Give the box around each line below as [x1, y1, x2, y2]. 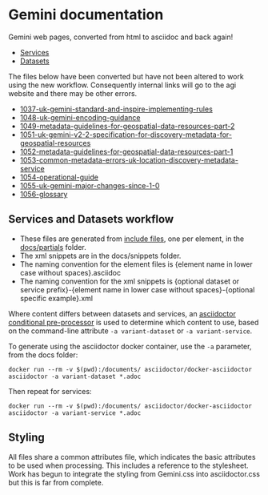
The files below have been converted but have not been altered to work [8, 71, 244, 81]
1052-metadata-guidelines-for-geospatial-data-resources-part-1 [19, 147, 234, 156]
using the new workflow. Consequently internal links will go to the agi [8, 80, 237, 90]
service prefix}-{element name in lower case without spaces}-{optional [19, 284, 255, 294]
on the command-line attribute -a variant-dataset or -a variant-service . [8, 326, 253, 336]
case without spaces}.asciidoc [19, 268, 122, 277]
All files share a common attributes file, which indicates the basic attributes [8, 452, 256, 461]
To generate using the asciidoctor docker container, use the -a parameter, [8, 341, 252, 351]
